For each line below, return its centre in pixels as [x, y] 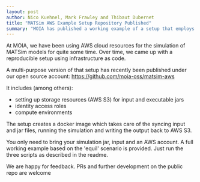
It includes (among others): [40, 88]
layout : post [23, 12]
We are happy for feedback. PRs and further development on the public [95, 166]
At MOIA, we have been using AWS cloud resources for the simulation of [96, 46]
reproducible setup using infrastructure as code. [66, 58]
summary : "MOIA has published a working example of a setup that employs [101, 29]
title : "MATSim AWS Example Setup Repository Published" [79, 23]
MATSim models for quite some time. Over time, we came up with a [89, 52]
